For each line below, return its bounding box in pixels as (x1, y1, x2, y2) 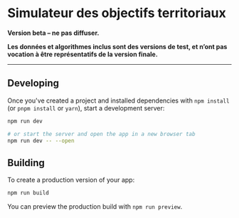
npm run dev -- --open (7, 137, 75, 144)
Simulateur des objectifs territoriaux (7, 5, 226, 21)
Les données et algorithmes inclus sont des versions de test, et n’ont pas (7, 42, 228, 51)
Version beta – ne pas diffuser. (7, 28, 100, 37)
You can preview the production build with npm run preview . (7, 202, 183, 211)
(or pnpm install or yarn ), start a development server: (7, 103, 165, 112)
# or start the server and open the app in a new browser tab (7, 130, 196, 137)
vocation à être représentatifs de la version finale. (7, 50, 158, 58)
